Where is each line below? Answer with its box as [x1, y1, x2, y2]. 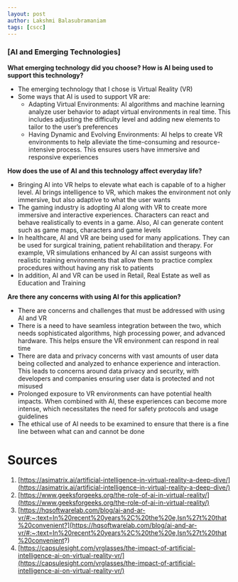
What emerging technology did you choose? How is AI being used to [7, 63, 213, 72]
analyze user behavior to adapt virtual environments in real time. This [28, 107, 231, 116]
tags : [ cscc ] [7, 23, 46, 31]
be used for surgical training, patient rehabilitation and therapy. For [17, 240, 214, 249]
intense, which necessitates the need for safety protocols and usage [17, 404, 219, 413]
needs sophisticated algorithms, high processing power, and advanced [17, 329, 226, 337]
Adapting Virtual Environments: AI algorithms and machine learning [28, 100, 225, 108]
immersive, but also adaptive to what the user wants [17, 195, 171, 203]
